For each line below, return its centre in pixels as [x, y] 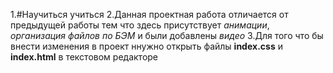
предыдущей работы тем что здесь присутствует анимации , [140, 25]
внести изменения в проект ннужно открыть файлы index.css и [146, 46]
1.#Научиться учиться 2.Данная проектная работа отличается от [149, 14]
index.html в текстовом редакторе [84, 57]
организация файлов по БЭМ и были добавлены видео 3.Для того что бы [167, 35]
